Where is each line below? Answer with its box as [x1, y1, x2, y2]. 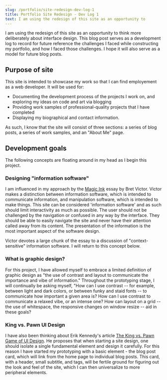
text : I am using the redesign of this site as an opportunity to [5, 16, 146, 21]
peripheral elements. [5, 369, 48, 375]
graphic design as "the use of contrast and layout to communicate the [5, 272, 149, 278]
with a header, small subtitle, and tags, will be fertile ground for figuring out [5, 359, 159, 365]
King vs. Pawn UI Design [5, 321, 66, 328]
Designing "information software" [5, 175, 89, 182]
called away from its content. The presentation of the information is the [5, 223, 151, 229]
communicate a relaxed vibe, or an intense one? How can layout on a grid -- [5, 298, 161, 304]
